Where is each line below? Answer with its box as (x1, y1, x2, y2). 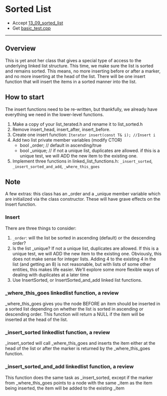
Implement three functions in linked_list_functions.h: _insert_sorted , (12, 158, 153, 164)
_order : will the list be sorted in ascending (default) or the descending (12, 235, 156, 240)
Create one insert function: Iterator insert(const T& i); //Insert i (12, 132, 156, 138)
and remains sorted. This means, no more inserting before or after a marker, (5, 68, 161, 74)
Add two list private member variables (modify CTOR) (12, 137, 122, 143)
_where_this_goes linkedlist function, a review (5, 289, 119, 296)
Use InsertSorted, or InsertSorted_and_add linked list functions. (12, 277, 143, 283)
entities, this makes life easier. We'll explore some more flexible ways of (12, 266, 160, 272)
